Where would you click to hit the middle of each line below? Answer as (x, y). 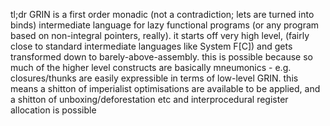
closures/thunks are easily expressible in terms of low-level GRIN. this (154, 78)
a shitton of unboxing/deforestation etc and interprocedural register (149, 99)
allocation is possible (53, 110)
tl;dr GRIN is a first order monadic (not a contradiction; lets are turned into (162, 14)
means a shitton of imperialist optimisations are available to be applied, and (165, 88)
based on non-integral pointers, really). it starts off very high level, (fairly (160, 35)
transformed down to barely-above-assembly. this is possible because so (161, 57)
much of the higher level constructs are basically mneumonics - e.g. (151, 67)
